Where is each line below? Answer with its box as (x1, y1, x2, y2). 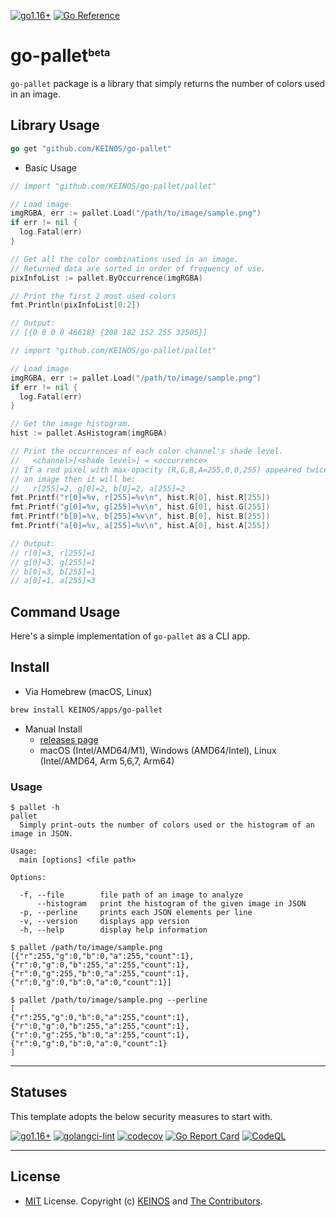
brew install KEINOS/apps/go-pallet (10, 705, 163, 715)
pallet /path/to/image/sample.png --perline (19, 995, 208, 1005)
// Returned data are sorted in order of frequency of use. (10, 263, 267, 274)
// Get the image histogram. (10, 419, 132, 429)
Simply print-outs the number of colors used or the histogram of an (19, 820, 315, 830)
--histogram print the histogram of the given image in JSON (36, 899, 307, 909)
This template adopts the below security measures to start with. (10, 1110, 273, 1122)
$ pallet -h (10, 803, 60, 813)
